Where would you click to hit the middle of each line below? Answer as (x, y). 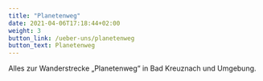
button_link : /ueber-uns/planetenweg (72, 38)
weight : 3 (25, 30)
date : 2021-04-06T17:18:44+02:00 (64, 23)
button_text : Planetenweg (51, 46)
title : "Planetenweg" (45, 16)
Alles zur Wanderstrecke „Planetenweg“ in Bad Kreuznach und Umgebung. (132, 68)
